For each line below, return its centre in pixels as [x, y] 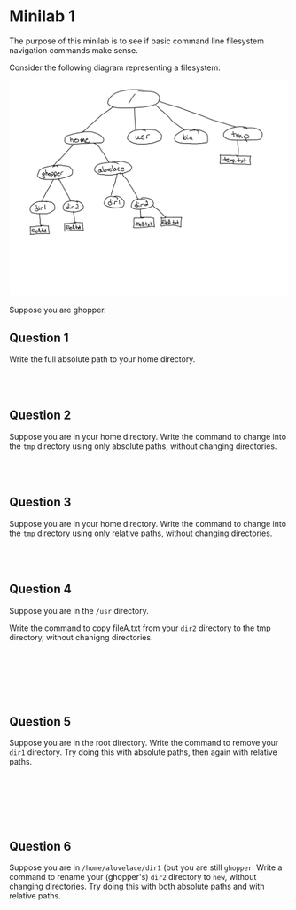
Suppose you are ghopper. [58, 310]
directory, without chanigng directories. [81, 637]
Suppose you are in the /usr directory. [79, 610]
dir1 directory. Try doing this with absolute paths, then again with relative [143, 752]
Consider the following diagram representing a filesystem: [115, 67]
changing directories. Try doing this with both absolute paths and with [137, 886]
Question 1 [39, 337]
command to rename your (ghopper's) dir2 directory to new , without [133, 877]
